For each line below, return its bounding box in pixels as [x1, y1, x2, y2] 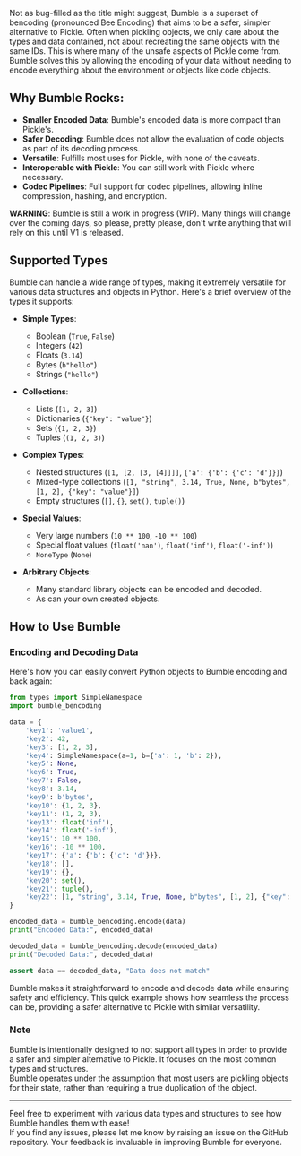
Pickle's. [21, 124, 54, 134]
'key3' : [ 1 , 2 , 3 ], [25, 743, 99, 752]
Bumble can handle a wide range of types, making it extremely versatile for [9, 277, 287, 288]
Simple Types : [21, 313, 77, 324]
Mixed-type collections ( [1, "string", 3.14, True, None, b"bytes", [35, 476, 291, 487]
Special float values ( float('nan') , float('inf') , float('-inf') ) [35, 539, 274, 550]
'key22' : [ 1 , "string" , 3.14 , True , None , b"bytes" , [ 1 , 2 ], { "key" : [25, 893, 291, 902]
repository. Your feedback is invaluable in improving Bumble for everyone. [9, 1136, 282, 1147]
